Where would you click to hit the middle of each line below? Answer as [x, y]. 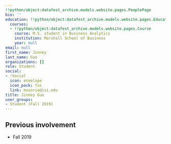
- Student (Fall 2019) [29, 104]
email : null [18, 48]
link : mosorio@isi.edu [34, 90]
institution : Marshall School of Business [60, 39]
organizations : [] [25, 62]
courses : [19, 24]
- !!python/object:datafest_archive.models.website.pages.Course [81, 29]
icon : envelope [26, 81]
